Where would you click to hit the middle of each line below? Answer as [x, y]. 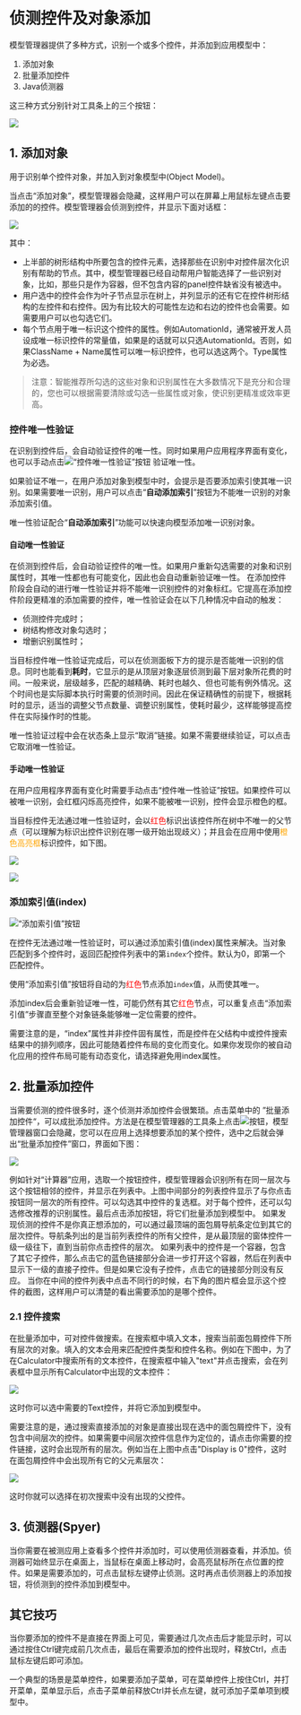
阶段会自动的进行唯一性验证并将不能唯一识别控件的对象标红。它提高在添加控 [150, 589]
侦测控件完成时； [54, 619]
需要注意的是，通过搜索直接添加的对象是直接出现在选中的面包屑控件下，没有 [150, 1426]
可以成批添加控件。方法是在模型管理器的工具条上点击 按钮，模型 [167, 1121]
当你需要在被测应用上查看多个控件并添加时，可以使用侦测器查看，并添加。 [146, 1550]
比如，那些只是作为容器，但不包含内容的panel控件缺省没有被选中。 [162, 284]
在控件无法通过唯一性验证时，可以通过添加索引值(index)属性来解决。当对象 [148, 942]
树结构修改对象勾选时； [65, 630]
